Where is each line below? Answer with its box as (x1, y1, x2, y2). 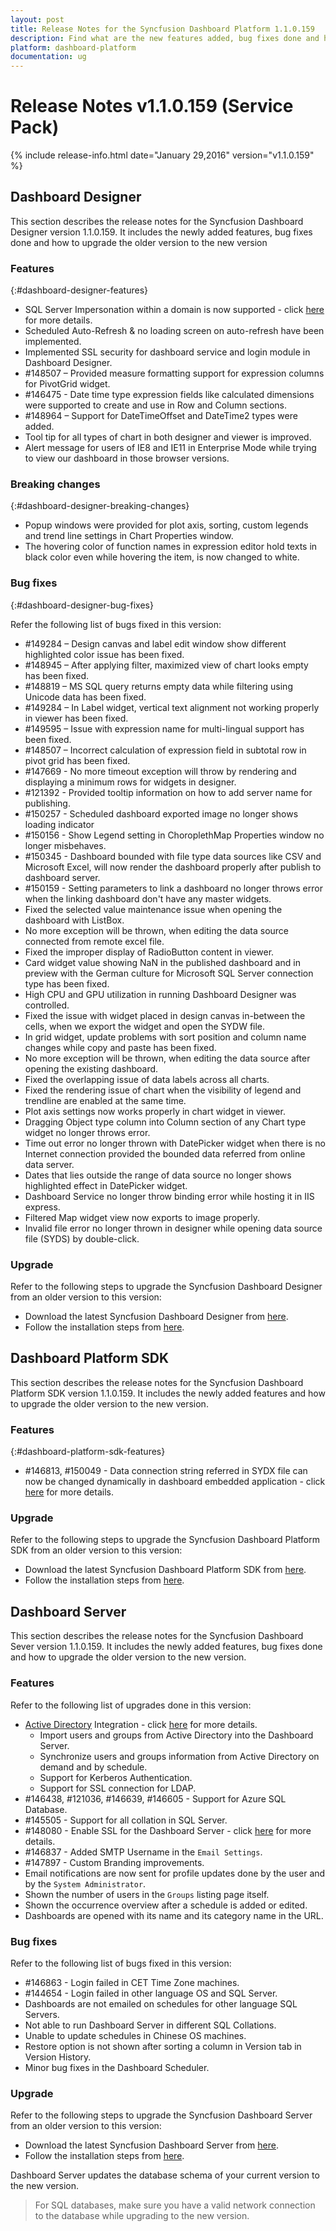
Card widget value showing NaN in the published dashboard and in (24, 956, 301, 968)
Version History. (24, 2051, 92, 2063)
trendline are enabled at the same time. (24, 1094, 187, 1106)
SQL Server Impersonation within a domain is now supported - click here (24, 304, 325, 316)
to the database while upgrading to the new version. (34, 2210, 250, 2222)
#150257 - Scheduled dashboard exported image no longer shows (24, 807, 299, 820)
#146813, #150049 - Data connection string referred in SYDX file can (24, 1465, 308, 1477)
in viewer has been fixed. (24, 712, 129, 724)
